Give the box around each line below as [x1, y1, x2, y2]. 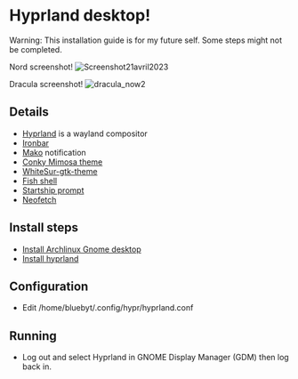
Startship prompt [21, 184, 85, 196]
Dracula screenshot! [9, 78, 84, 89]
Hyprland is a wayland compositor [21, 128, 149, 139]
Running [9, 328, 58, 343]
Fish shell [21, 175, 58, 186]
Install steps [9, 220, 78, 236]
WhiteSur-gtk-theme [21, 165, 98, 176]
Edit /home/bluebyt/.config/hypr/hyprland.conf [21, 302, 194, 313]
